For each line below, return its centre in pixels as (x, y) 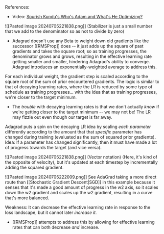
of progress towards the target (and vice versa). (53, 147)
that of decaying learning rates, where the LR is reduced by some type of (79, 87)
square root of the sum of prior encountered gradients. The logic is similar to (82, 81)
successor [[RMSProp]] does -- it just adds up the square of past (78, 46)
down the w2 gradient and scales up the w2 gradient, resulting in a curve (79, 193)
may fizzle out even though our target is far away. (62, 117)
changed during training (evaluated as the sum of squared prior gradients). (81, 137)
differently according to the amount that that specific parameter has (73, 132)
